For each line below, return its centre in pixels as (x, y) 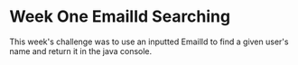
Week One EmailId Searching (120, 17)
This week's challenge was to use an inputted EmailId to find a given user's (149, 42)
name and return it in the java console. (81, 51)
